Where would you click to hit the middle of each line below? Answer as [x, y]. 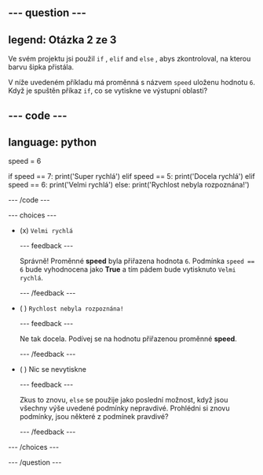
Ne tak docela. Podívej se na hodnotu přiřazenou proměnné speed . [128, 339]
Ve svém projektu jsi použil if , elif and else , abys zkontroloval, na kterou [130, 59]
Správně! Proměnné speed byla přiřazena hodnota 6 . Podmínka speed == [137, 261]
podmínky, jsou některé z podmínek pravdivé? [94, 417]
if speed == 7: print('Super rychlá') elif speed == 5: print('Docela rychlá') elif [131, 176]
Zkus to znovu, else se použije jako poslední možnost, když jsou [124, 400]
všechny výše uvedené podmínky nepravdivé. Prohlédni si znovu [124, 408]
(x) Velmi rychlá [46, 231]
